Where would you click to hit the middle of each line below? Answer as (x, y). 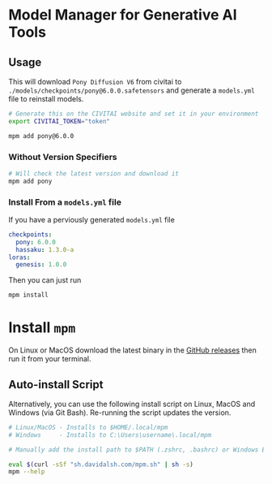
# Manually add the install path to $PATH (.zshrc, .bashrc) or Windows (134, 449)
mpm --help (27, 472)
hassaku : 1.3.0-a (45, 249)
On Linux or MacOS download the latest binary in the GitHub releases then (133, 350)
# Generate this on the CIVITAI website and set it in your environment (134, 114)
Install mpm (42, 328)
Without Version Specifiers (63, 157)
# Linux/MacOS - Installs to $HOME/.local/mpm (88, 427)
